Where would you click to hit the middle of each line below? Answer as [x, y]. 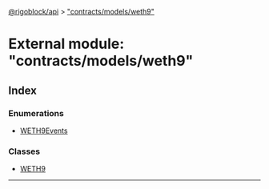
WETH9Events [44, 131]
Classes [24, 151]
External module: [66, 44]
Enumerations [36, 113]
